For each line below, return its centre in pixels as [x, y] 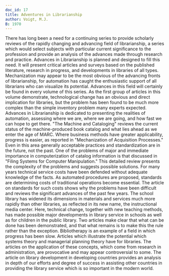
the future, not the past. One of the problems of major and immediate [77, 151]
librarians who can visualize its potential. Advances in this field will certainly [84, 87]
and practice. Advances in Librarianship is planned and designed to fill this [83, 60]
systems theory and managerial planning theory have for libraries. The [78, 242]
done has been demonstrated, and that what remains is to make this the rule [84, 226]
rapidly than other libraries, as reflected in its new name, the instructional [81, 204]
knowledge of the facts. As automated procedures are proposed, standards [83, 177]
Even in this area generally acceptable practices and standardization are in [83, 145]
